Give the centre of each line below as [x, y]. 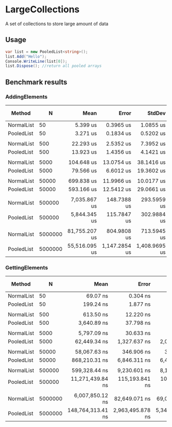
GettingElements [27, 267]
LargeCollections [42, 10]
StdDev [157, 113]
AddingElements [26, 97]
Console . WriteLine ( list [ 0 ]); [36, 61]
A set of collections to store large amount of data [57, 24]
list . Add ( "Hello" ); [26, 57]
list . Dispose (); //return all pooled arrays [53, 66]
